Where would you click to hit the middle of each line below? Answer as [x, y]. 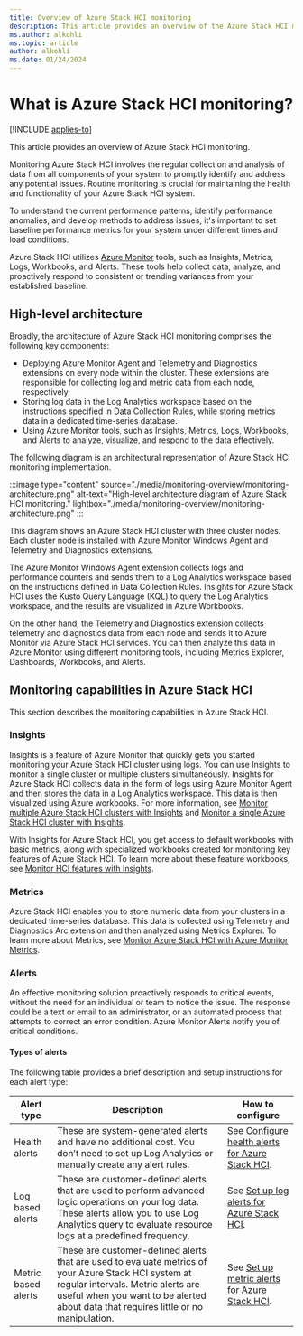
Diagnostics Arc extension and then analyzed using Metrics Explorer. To [143, 930]
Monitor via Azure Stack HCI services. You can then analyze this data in [142, 642]
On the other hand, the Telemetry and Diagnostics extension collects [137, 623]
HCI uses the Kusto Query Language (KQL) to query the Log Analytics [139, 596]
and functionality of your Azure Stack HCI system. [102, 193]
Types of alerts [38, 1052]
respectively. [46, 392]
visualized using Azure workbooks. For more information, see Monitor [139, 803]
